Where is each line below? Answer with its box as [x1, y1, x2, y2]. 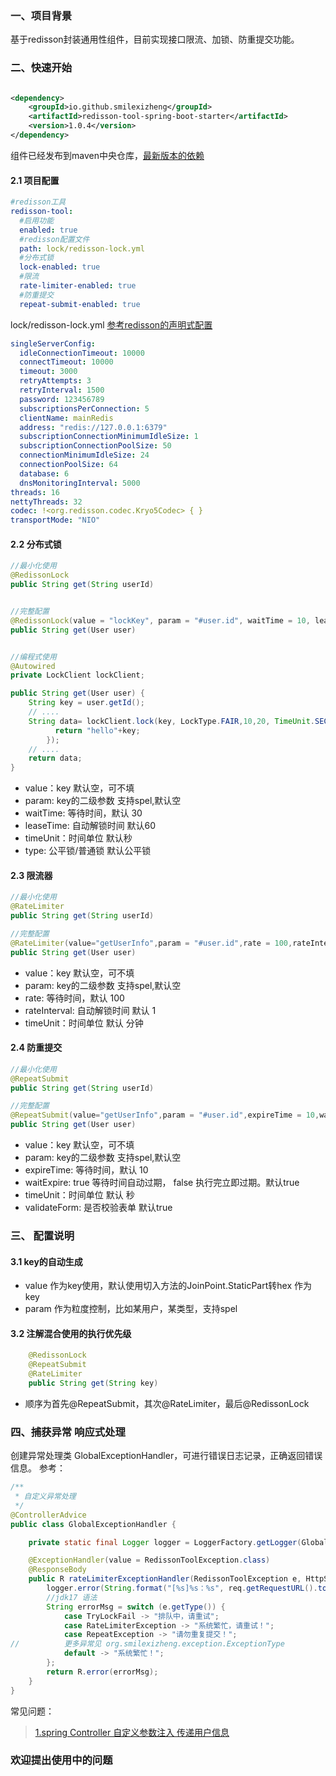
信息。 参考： [10, 1462, 66, 1474]
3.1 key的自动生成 [10, 1255, 83, 1267]
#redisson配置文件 [19, 234, 90, 244]
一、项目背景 [10, 8, 73, 22]
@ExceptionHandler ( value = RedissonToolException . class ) [28, 1555, 271, 1566]
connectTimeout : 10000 [19, 357, 114, 367]
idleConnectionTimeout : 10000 [19, 348, 145, 358]
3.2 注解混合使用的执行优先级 [10, 1327, 132, 1339]
